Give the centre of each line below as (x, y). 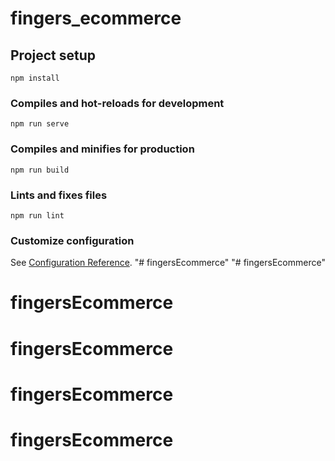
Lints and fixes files (59, 195)
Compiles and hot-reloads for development (117, 103)
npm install (35, 78)
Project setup (53, 55)
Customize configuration (72, 240)
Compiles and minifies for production (102, 149)
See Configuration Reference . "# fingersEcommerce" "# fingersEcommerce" (168, 263)
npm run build (40, 170)
